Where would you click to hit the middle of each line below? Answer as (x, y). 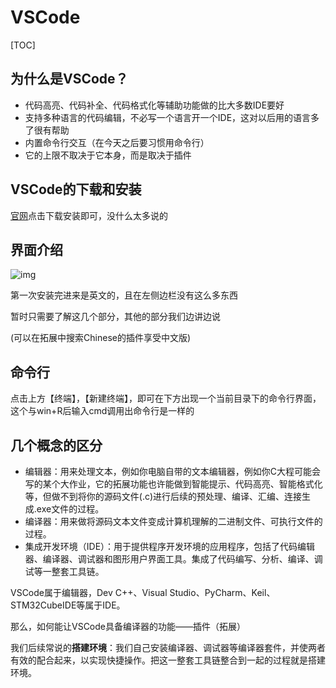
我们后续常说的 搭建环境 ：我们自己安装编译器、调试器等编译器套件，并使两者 (168, 647)
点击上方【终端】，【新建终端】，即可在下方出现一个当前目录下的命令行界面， (166, 398)
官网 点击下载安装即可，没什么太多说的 (89, 215)
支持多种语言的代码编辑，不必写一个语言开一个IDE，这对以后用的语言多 (172, 117)
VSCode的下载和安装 (76, 189)
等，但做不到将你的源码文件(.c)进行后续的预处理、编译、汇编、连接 (163, 496)
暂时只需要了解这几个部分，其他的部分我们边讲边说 (115, 317)
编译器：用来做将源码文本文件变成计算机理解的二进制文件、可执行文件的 (173, 521)
